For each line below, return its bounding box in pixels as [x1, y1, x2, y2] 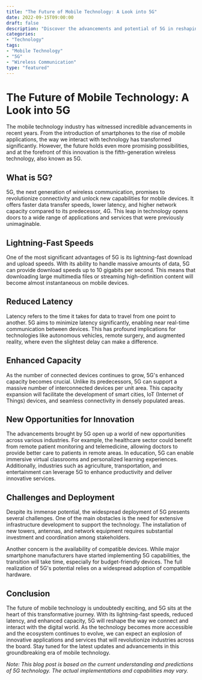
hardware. [6, 571, 32, 578]
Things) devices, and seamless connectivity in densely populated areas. [6, 397, 185, 404]
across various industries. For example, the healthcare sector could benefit [6, 437, 192, 444]
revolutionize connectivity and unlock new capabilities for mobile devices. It [6, 195, 194, 202]
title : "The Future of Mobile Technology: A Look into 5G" [6, 8, 158, 15]
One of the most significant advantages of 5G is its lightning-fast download [6, 253, 192, 261]
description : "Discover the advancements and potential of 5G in [6, 25, 173, 32]
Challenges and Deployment [6, 492, 115, 502]
